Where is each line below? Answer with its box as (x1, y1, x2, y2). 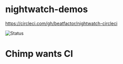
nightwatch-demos (5, 4, 88, 15)
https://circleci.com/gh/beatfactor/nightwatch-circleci (5, 20, 118, 26)
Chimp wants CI (5, 48, 73, 59)
